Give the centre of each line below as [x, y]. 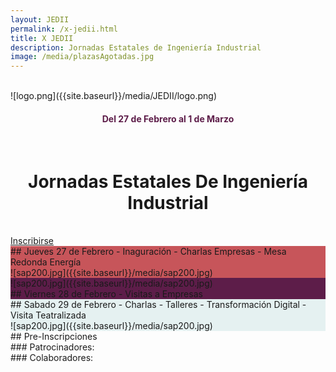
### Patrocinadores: [52, 347]
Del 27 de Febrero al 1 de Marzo [168, 118]
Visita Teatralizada [48, 315]
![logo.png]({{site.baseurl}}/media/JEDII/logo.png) [114, 96]
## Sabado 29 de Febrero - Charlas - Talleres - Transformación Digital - [158, 305]
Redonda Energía [46, 262]
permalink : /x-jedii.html [64, 29]
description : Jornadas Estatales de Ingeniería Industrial [136, 47]
